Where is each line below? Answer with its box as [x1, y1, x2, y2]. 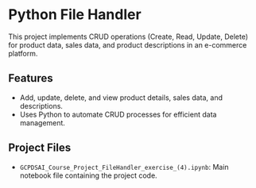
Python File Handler [8, 6, 142, 24]
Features [8, 71, 53, 85]
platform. [8, 48, 38, 58]
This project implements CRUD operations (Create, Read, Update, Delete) [8, 32, 249, 41]
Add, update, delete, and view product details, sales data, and [19, 93, 223, 102]
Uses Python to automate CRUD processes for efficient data [19, 109, 217, 119]
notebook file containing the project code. [19, 171, 157, 180]
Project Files [8, 141, 72, 155]
